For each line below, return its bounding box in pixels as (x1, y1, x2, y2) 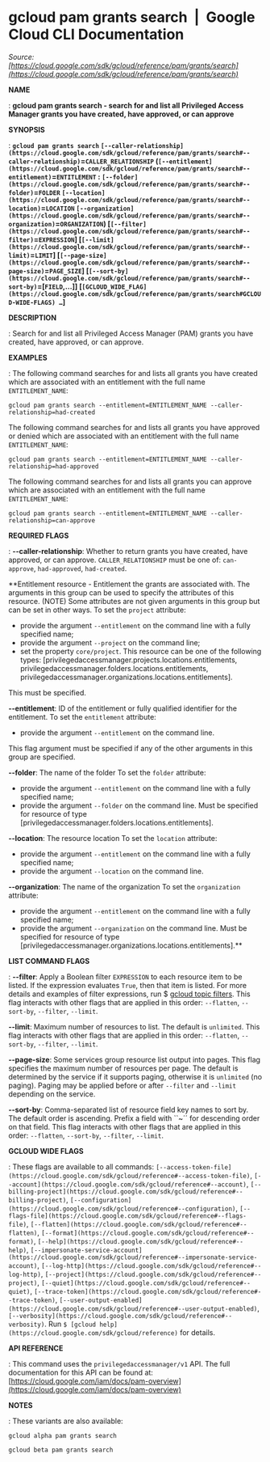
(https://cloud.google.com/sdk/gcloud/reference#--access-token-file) (8, 1172, 251, 1180)
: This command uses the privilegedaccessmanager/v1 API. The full (8, 1358, 231, 1368)
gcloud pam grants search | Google (8, 8, 255, 27)
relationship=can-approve (8, 516, 95, 525)
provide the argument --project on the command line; (19, 637, 201, 647)
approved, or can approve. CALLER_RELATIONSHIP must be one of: (8, 555, 222, 564)
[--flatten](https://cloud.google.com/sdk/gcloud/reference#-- (30, 1220, 247, 1228)
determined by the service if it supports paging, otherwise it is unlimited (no (8, 1071, 263, 1081)
